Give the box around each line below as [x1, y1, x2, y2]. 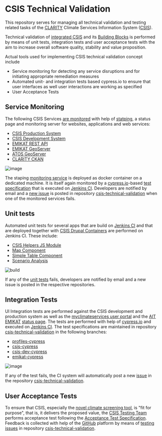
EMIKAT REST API [12, 141, 48, 146]
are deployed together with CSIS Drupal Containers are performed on [5, 227, 144, 233]
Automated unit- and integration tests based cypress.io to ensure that [12, 79, 151, 84]
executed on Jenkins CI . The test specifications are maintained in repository [5, 324, 157, 330]
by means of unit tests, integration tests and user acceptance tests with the [5, 39, 155, 45]
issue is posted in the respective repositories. [5, 281, 96, 287]
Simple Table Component [12, 252, 63, 258]
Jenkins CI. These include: [5, 233, 58, 239]
